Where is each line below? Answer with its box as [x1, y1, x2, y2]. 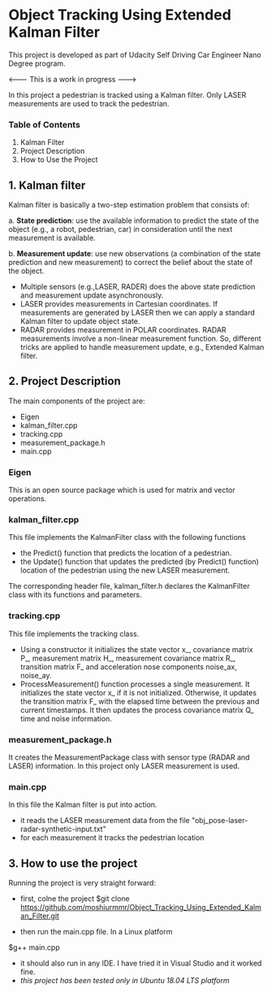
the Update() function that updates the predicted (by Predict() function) [19, 557, 260, 567]
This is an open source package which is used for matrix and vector [8, 486, 235, 495]
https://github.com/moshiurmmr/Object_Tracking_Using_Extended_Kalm [19, 903, 261, 912]
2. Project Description [8, 374, 122, 388]
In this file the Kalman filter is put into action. [8, 799, 158, 810]
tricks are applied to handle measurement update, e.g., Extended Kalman [19, 342, 265, 352]
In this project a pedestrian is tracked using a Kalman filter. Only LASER [8, 89, 247, 99]
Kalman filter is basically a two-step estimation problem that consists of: [8, 200, 250, 210]
